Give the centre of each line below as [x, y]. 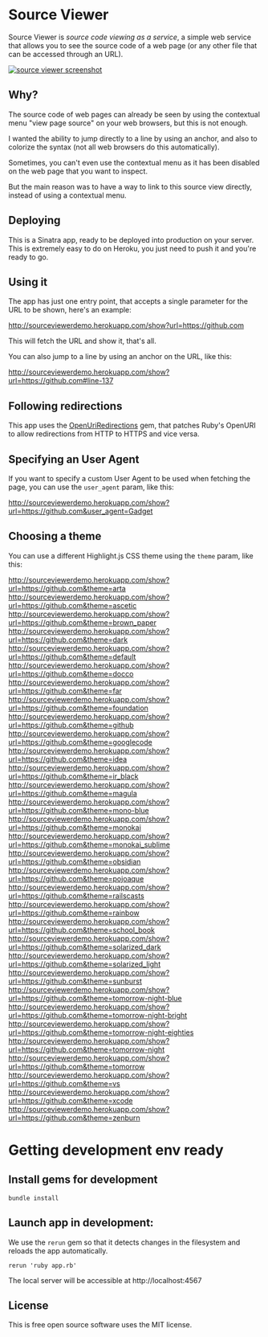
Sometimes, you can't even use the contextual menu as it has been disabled [134, 162]
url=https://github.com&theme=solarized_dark [85, 947]
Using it [28, 282]
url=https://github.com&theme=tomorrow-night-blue [95, 998]
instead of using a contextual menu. [67, 195]
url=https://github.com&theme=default [72, 656]
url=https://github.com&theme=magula [73, 793]
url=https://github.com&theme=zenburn [74, 1118]
